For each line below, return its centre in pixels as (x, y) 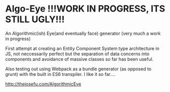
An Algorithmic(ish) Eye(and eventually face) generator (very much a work (83, 33)
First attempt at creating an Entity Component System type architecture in (82, 48)
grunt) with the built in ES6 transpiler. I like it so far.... (60, 74)
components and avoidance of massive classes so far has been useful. (79, 59)
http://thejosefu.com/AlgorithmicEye (43, 84)
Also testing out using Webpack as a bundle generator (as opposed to (78, 69)
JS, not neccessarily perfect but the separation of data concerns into (77, 54)
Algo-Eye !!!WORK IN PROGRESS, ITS (85, 9)
